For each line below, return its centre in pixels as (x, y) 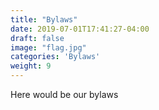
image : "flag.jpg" (48, 47)
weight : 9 (31, 66)
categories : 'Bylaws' (55, 57)
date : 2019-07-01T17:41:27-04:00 (80, 29)
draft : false (37, 38)
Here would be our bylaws (64, 94)
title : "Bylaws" (44, 19)
